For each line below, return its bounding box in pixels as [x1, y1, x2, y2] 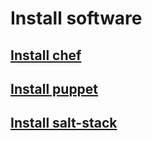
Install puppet [10, 80, 99, 97]
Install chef [10, 47, 82, 64]
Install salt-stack [10, 115, 118, 132]
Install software [10, 7, 143, 30]
